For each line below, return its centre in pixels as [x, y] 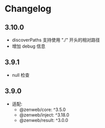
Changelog [28, 9]
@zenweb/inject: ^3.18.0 [44, 115]
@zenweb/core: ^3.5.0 [42, 109]
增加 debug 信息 [28, 46]
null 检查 [21, 75]
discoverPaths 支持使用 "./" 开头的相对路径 [56, 40]
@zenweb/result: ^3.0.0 [44, 120]
